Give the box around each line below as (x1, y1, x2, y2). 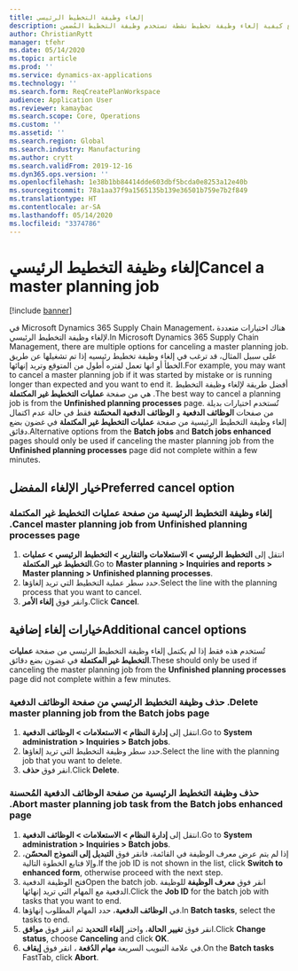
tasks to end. (21, 914, 70, 925)
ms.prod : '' (9, 63, 53, 72)
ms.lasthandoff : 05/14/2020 (9, 210, 114, 220)
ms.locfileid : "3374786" (9, 219, 101, 228)
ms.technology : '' (9, 79, 77, 88)
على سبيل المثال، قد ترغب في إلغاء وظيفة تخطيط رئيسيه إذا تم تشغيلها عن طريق (9, 351, 277, 362)
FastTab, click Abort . (21, 951, 99, 962)
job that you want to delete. (21, 756, 122, 766)
